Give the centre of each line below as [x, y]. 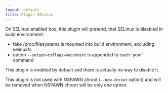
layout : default [22, 10]
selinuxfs [22, 49]
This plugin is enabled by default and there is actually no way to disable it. [82, 70]
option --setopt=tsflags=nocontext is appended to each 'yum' [78, 55]
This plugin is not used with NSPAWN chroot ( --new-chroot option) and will [83, 79]
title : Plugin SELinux [29, 15]
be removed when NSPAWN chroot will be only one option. [67, 85]
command [23, 60]
